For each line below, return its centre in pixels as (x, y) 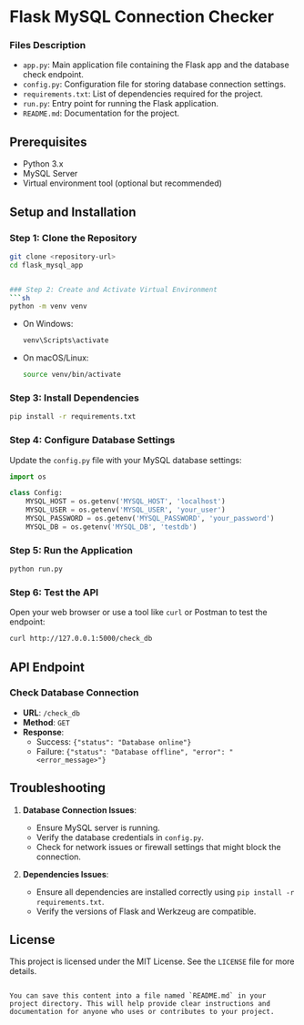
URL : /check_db (51, 713)
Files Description (48, 46)
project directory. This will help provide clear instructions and (140, 1004)
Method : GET (46, 722)
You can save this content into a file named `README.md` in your (138, 996)
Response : (43, 732)
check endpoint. (53, 75)
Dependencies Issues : (66, 874)
